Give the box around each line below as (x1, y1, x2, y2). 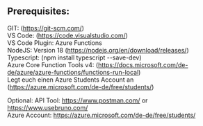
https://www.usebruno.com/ (7, 103, 88, 111)
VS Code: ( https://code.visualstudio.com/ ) (7, 31, 129, 39)
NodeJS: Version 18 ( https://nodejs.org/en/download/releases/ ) (7, 46, 189, 54)
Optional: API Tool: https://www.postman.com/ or (7, 96, 148, 105)
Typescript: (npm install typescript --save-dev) (7, 53, 142, 62)
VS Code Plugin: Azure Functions (7, 38, 102, 47)
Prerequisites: (7, 6, 70, 17)
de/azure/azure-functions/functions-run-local (7, 68, 139, 76)
